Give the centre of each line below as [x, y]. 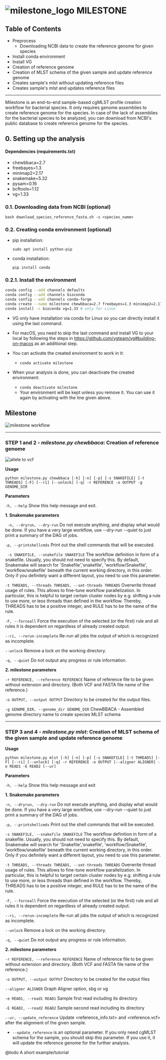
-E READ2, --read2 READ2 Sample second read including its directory [75, 1008]
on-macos [23, 343]
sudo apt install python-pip [42, 249]
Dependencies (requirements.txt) [40, 151]
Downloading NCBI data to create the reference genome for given [86, 46]
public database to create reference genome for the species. [67, 123]
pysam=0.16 [24, 184]
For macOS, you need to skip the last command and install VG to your [83, 333]
